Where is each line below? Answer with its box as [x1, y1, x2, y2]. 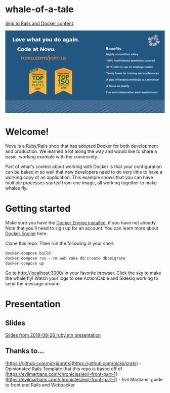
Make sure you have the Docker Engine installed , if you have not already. [5, 219, 157, 225]
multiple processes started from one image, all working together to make [5, 180, 157, 186]
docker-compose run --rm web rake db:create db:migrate [5, 255, 125, 261]
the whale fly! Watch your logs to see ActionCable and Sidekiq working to [5, 275, 158, 281]
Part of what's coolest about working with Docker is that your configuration [5, 163, 162, 170]
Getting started [5, 203, 71, 214]
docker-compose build [5, 250, 51, 256]
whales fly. [5, 185, 28, 191]
